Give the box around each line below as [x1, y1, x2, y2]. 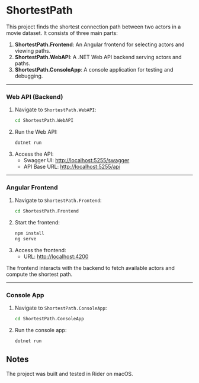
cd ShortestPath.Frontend [14, 208, 79, 214]
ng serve [14, 236, 37, 242]
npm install [14, 230, 44, 237]
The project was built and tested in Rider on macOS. [6, 370, 133, 377]
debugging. [14, 72, 43, 79]
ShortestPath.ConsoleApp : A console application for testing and [14, 66, 174, 73]
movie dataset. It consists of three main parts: [6, 29, 118, 36]
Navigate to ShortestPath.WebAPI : [14, 106, 97, 113]
